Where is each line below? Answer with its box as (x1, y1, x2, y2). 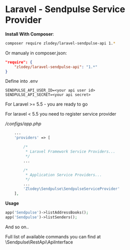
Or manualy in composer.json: (5, 49, 67, 56)
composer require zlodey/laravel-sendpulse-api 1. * (5, 40, 115, 46)
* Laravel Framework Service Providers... (25, 149, 115, 155)
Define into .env (5, 78, 38, 84)
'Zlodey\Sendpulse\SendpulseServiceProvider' (23, 186, 120, 191)
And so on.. (5, 224, 29, 230)
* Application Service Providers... (25, 172, 102, 177)
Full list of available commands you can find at (5, 233, 101, 239)
